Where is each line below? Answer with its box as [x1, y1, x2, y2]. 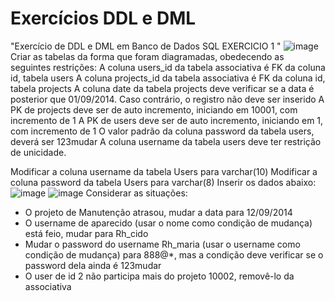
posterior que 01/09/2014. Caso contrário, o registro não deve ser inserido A [10, 93, 325, 105]
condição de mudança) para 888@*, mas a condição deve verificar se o [24, 248, 324, 261]
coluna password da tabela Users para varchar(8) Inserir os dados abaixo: [10, 176, 317, 188]
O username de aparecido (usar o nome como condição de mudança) [24, 217, 313, 229]
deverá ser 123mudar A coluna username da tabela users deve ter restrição [10, 135, 322, 147]
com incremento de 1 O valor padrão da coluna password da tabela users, [10, 125, 315, 137]
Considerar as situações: [85, 187, 188, 199]
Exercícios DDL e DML [10, 7, 197, 30]
